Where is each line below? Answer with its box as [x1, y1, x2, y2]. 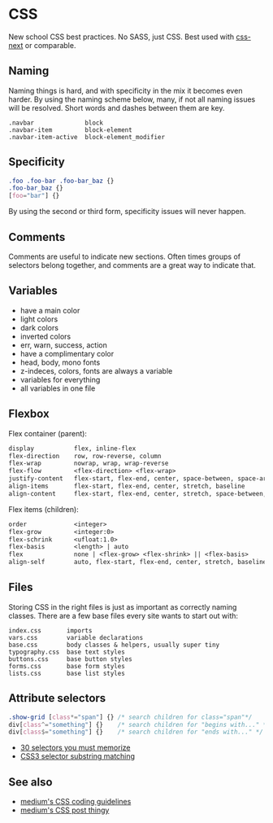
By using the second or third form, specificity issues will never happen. [8, 207, 246, 217]
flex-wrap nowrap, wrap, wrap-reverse [8, 459, 169, 468]
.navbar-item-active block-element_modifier [8, 133, 165, 141]
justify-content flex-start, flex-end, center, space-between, [8, 475, 234, 483]
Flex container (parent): [8, 428, 88, 438]
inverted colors [19, 331, 71, 341]
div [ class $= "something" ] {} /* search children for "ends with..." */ [8, 728, 264, 737]
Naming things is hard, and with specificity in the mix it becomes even [8, 85, 243, 95]
